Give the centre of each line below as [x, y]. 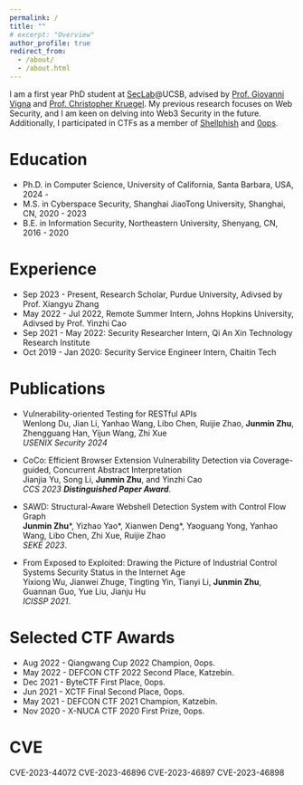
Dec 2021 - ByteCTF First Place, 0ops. [94, 682]
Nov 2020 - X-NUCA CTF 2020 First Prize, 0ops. [114, 711]
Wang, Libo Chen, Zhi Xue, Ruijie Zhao [94, 535]
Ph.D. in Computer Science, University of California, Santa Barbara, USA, [158, 184]
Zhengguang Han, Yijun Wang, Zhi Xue [95, 433]
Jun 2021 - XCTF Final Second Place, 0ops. [104, 691]
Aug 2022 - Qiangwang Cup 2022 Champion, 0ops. [118, 663]
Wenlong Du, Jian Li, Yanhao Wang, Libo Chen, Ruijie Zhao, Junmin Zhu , [158, 423]
